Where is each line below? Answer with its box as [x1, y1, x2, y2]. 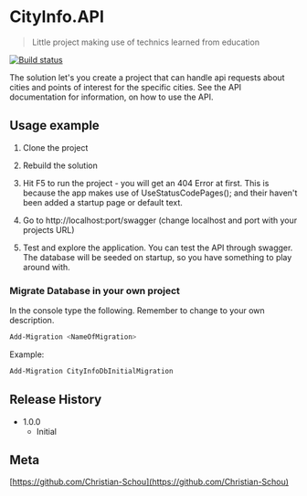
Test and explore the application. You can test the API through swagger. [22, 242, 293, 253]
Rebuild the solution [22, 160, 98, 171]
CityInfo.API [9, 6, 105, 27]
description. [9, 315, 55, 326]
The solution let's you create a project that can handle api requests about [9, 71, 285, 83]
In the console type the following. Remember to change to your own [9, 305, 265, 316]
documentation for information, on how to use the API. [9, 91, 214, 102]
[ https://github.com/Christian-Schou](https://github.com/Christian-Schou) [9, 477, 290, 488]
